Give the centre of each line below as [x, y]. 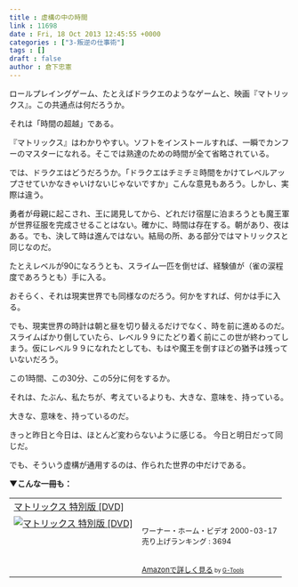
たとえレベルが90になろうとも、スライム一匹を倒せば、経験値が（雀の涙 [142, 265]
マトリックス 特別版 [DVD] [69, 506]
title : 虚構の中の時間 [48, 17]
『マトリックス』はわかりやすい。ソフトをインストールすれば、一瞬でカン [145, 142]
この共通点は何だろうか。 [83, 104]
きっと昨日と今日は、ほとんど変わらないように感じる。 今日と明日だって [142, 434]
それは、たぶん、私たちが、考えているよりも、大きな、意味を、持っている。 [149, 397]
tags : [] [28, 51]
